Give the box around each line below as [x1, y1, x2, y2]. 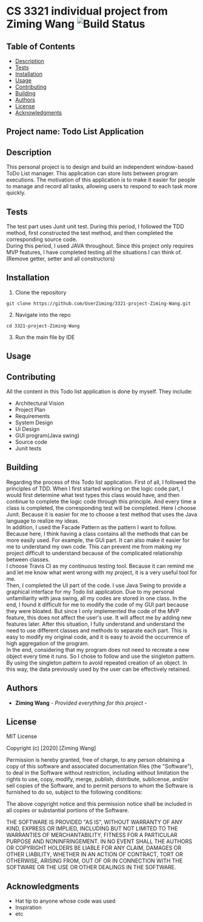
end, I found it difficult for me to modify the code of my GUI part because [6, 601, 189, 608]
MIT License [6, 733, 38, 740]
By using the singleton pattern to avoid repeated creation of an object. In [6, 659, 188, 666]
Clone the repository [15, 288, 67, 296]
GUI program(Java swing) [15, 432, 80, 439]
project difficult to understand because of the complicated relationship [6, 549, 183, 557]
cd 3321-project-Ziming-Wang [6, 323, 80, 329]
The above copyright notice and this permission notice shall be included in [6, 800, 192, 808]
